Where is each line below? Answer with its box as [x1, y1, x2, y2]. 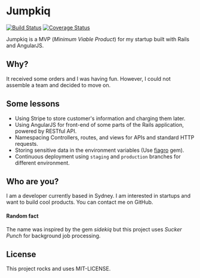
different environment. [14, 159, 70, 166]
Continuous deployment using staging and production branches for [14, 152, 181, 160]
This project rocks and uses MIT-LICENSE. [6, 265, 111, 273]
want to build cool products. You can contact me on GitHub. [6, 198, 153, 206]
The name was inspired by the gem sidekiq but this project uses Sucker [6, 225, 182, 233]
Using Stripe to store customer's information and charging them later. [14, 115, 186, 122]
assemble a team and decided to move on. [6, 81, 111, 88]
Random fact [6, 212, 39, 219]
